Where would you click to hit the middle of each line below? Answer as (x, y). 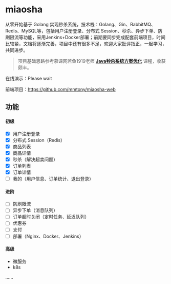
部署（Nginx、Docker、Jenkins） (48, 236)
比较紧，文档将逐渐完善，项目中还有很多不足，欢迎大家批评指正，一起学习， (86, 43)
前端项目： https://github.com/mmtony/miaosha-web (61, 89)
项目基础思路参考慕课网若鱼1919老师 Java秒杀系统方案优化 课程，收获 (92, 61)
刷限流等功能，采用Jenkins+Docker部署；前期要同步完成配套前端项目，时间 (85, 37)
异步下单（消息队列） (35, 210)
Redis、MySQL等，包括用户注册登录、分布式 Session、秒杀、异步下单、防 (84, 31)
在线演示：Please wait (29, 78)
